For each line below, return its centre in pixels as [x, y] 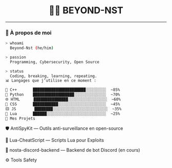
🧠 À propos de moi [29, 33]
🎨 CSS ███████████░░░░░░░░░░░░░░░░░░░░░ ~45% [63, 104]
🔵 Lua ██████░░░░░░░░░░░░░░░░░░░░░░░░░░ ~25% [63, 114]
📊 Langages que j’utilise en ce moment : [51, 81]
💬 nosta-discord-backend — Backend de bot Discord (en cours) [73, 150]
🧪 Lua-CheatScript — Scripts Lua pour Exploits [55, 140]
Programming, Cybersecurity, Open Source [55, 62]
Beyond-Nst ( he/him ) [32, 48]
